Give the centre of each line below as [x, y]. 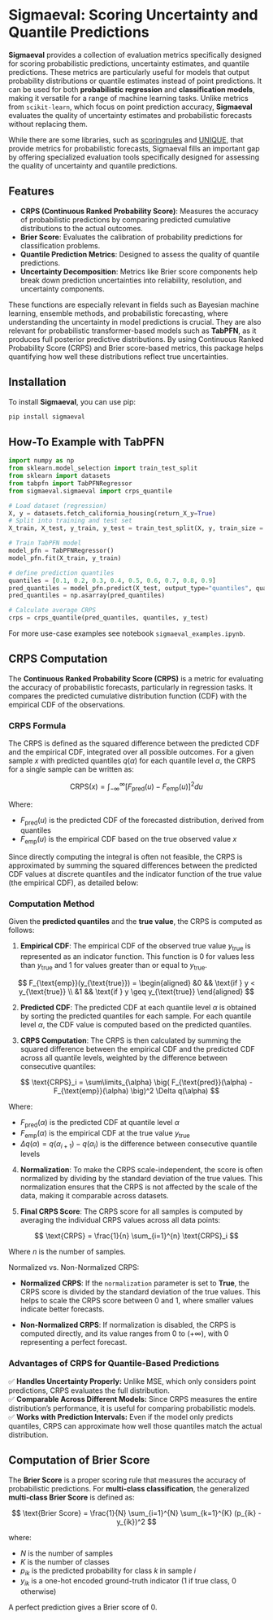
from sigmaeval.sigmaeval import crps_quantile [91, 491]
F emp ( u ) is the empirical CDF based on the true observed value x [128, 840]
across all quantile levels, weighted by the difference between [123, 1058]
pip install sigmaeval [47, 417]
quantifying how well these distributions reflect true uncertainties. [119, 357]
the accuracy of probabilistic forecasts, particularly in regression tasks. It [131, 687]
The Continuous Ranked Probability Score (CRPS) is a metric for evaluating [136, 678]
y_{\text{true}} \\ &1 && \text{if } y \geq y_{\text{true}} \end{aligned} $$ [136, 992]
